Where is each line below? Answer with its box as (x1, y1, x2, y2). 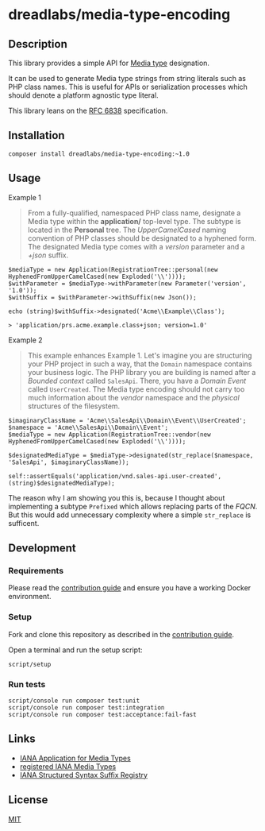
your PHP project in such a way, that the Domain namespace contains (27, 359, 252, 369)
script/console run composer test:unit (8, 697, 140, 705)
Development (8, 542, 77, 555)
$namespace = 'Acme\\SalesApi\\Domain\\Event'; (8, 423, 169, 431)
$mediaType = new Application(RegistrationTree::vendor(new (8, 431, 212, 439)
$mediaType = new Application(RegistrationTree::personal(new (8, 265, 218, 273)
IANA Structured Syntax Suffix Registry (19, 770, 148, 779)
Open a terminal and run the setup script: (8, 645, 143, 655)
